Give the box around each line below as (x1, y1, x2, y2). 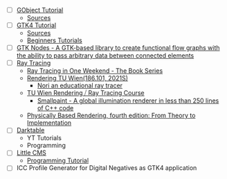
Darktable (16, 126, 45, 135)
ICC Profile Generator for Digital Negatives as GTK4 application (16, 164, 197, 172)
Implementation (26, 119, 72, 127)
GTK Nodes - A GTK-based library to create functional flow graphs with (16, 44, 220, 52)
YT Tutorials (26, 134, 62, 142)
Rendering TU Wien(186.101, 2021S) (26, 74, 129, 83)
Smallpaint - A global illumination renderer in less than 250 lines (37, 96, 219, 105)
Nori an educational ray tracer (37, 81, 122, 89)
